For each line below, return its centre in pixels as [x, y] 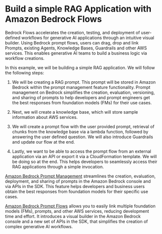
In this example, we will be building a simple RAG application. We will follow [80, 67]
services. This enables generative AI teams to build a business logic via [76, 53]
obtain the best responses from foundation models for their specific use [77, 191]
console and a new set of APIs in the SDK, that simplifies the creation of [77, 221]
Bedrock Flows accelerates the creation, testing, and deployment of [73, 32]
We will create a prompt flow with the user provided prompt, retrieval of [83, 126]
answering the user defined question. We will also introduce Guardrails [82, 137]
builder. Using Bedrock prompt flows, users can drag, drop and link [72, 43]
